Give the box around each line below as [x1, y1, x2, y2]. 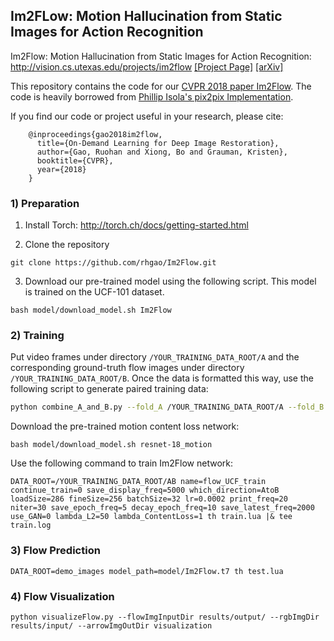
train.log [10, 520, 52, 531]
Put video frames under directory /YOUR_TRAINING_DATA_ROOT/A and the [10, 351, 300, 363]
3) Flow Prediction [10, 544, 101, 558]
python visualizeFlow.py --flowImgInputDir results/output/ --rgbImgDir [10, 612, 320, 622]
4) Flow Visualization [10, 589, 115, 603]
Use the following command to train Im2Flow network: [10, 457, 234, 469]
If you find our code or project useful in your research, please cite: [10, 110, 284, 122]
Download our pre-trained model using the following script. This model [24, 275, 317, 288]
